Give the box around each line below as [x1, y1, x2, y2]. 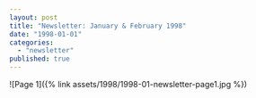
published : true [9, 54, 70, 63]
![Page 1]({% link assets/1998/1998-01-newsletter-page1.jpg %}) [9, 79, 248, 89]
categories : [9, 37, 54, 47]
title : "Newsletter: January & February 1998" [9, 21, 187, 30]
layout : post [9, 12, 58, 22]
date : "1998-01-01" [9, 29, 83, 38]
